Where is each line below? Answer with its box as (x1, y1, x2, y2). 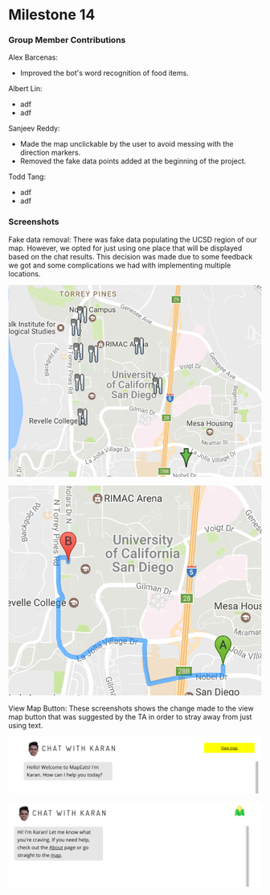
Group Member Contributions (8, 35, 126, 46)
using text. (8, 720, 43, 730)
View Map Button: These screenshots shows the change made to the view (8, 703, 255, 713)
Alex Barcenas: (8, 52, 59, 62)
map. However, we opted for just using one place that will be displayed (8, 243, 243, 253)
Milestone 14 (8, 6, 96, 24)
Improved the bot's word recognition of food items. (19, 68, 189, 78)
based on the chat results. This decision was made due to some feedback (8, 251, 253, 261)
